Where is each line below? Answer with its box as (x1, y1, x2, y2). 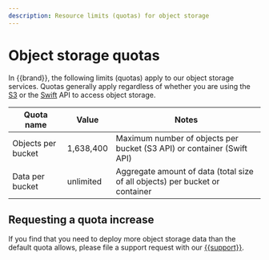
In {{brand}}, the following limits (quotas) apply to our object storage (8, 73, 235, 83)
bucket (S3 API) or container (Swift (115, 142, 248, 153)
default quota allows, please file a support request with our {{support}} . (8, 242, 244, 253)
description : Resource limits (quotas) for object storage (8, 11, 210, 20)
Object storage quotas (8, 46, 160, 64)
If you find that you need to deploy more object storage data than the (8, 234, 236, 244)
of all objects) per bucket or (115, 176, 220, 187)
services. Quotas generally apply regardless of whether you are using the (8, 81, 251, 91)
